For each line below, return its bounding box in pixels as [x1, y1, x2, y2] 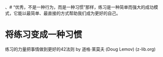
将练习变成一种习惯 [5, 29, 82, 40]
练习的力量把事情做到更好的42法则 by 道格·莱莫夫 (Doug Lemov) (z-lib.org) [5, 46, 156, 52]
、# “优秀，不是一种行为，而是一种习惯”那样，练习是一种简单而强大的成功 [5, 4, 154, 10]
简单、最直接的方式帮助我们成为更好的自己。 [30, 10, 121, 16]
